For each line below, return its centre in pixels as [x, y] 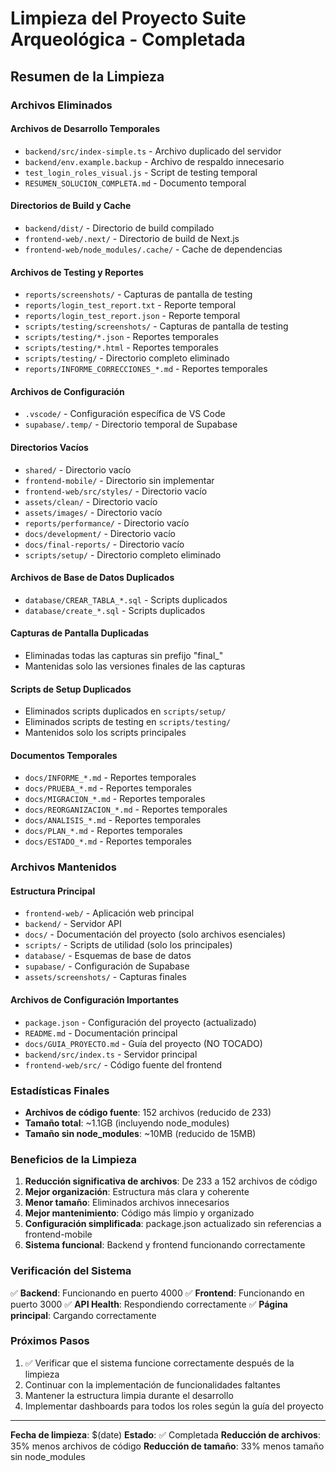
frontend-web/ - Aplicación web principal [109, 913]
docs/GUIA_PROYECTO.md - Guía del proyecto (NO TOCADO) [143, 1043]
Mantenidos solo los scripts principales [105, 733]
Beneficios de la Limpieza [74, 1159]
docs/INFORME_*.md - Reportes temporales [110, 778]
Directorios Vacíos [49, 447]
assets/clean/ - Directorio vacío [91, 501]
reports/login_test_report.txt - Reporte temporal [130, 305]
